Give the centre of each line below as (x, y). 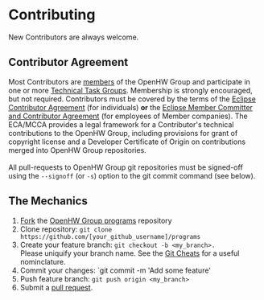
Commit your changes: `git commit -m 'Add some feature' (115, 270)
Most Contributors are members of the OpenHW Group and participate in (130, 81)
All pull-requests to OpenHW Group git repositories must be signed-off (126, 167)
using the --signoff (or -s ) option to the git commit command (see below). (132, 175)
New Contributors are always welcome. (74, 37)
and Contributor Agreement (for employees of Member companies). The (128, 116)
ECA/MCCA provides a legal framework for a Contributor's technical (121, 124)
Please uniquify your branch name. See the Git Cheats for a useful (130, 253)
